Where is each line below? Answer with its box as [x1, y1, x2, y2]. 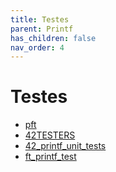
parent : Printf [10, 24, 74, 34]
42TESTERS [24, 129, 76, 141]
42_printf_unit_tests [24, 140, 107, 152]
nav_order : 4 [10, 42, 65, 53]
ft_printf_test [24, 151, 77, 163]
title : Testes [10, 14, 70, 25]
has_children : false [10, 33, 97, 43]
